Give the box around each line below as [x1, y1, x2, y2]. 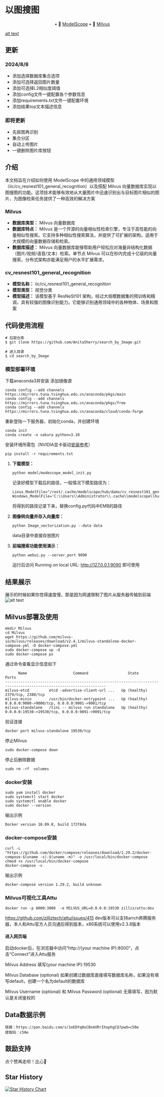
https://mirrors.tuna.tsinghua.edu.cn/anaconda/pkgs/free [5, 401, 126, 405]
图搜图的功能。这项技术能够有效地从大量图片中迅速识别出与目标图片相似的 [5, 189, 155, 195]
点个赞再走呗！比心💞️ [5, 1058, 47, 1064]
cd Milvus [5, 630, 25, 636]
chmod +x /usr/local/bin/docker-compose [5, 858, 89, 864]
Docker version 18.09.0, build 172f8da [5, 822, 87, 827]
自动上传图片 [12, 141, 38, 147]
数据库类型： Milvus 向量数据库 [12, 220, 75, 226]
